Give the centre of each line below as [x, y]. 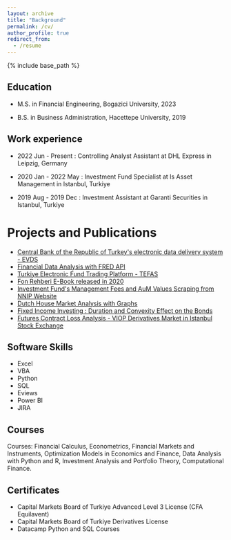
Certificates [33, 490]
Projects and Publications [82, 232]
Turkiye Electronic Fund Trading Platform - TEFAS [88, 273]
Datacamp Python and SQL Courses [68, 529]
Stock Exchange [40, 325]
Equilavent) [33, 514]
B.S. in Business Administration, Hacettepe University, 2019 [101, 117]
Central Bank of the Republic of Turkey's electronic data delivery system [120, 252]
